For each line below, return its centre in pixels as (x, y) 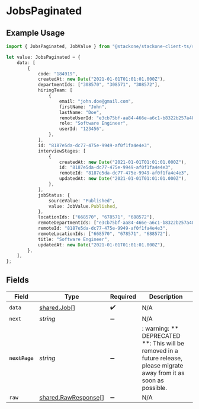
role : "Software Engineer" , (94, 123)
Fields (18, 280)
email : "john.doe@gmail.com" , (96, 101)
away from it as (163, 373)
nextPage (21, 358)
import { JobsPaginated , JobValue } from (58, 46)
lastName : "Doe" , (80, 112)
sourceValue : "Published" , (82, 201)
